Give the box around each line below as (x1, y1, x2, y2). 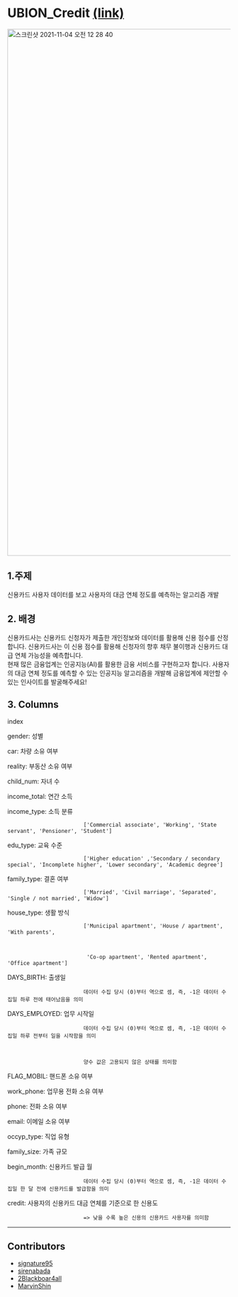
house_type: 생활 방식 (7, 908, 69, 917)
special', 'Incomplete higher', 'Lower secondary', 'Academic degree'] (7, 861, 223, 868)
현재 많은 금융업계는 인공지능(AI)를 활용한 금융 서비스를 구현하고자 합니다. (7, 660, 211, 668)
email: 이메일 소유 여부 (7, 1117, 71, 1126)
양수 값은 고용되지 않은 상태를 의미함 (83, 1059, 177, 1066)
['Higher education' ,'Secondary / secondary (83, 855, 220, 863)
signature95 (17, 1259, 53, 1268)
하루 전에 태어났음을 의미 (20, 996, 84, 1003)
